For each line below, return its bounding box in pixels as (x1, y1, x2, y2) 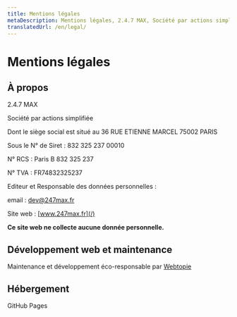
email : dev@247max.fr (7, 196, 75, 204)
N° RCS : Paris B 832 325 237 (7, 155, 94, 163)
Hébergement (7, 282, 70, 294)
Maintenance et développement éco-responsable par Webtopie (7, 262, 192, 271)
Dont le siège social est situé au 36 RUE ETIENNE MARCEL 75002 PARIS (7, 128, 218, 136)
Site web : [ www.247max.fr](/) (7, 209, 95, 218)
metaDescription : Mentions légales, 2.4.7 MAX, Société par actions (7, 17, 213, 24)
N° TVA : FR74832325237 (7, 168, 83, 177)
